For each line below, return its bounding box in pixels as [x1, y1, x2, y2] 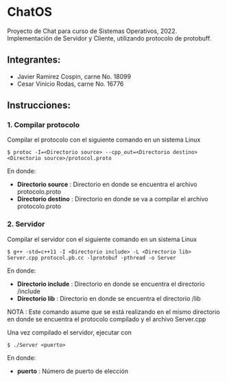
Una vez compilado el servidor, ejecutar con [7, 328, 132, 337]
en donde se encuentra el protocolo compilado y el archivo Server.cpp [7, 315, 206, 323]
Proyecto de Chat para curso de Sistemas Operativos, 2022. [7, 27, 177, 35]
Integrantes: [7, 54, 61, 66]
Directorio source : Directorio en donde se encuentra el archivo [16, 180, 198, 189]
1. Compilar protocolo [7, 120, 80, 130]
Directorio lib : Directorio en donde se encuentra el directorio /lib [16, 294, 201, 302]
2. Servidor [7, 219, 45, 229]
